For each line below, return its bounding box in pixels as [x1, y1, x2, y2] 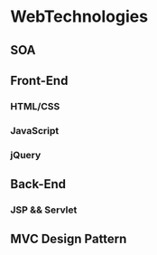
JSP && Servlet [10, 203, 78, 216]
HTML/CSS [10, 99, 60, 112]
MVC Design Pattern [10, 231, 127, 247]
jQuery [10, 148, 42, 161]
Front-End [10, 72, 69, 88]
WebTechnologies [10, 6, 148, 27]
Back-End [10, 176, 67, 192]
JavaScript [10, 124, 60, 137]
